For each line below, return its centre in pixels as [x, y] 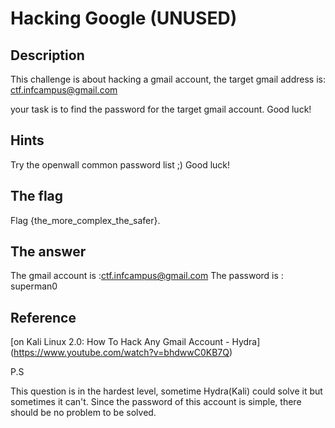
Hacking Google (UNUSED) [124, 18]
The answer [48, 252]
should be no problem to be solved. [83, 413]
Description [47, 55]
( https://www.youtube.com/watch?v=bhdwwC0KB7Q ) [121, 353]
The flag [37, 196]
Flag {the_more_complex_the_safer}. [85, 220]
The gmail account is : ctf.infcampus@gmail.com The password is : [147, 276]
